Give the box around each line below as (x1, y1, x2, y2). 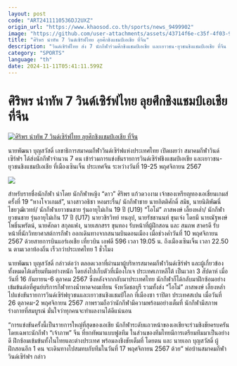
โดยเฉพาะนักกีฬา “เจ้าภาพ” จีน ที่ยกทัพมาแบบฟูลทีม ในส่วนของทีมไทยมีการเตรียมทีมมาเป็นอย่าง (8, 328, 230, 336)
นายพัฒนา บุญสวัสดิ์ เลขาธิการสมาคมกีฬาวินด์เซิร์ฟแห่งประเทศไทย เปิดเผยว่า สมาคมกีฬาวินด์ (8, 146, 220, 155)
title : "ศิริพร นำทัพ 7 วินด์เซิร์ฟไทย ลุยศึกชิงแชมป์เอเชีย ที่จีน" (8, 37, 150, 44)
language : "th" (8, 56, 53, 63)
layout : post (8, 10, 46, 18)
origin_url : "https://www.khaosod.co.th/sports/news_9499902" (8, 23, 194, 30)
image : (8, 30, 27, 37)
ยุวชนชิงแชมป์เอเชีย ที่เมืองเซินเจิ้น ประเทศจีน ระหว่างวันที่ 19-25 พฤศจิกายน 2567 (8, 162, 202, 170)
